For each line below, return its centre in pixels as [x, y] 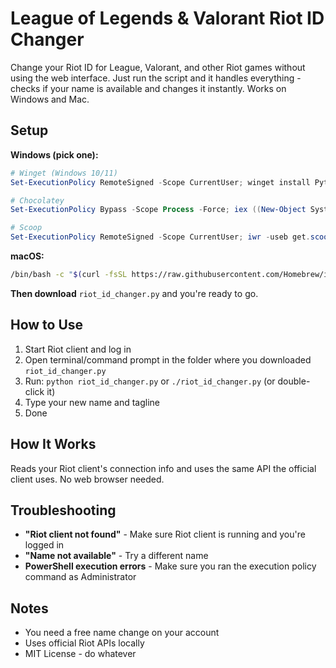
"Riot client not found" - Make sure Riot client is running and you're [165, 534]
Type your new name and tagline [92, 402]
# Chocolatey [37, 200]
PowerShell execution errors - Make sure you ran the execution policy [170, 566]
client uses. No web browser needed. [87, 479]
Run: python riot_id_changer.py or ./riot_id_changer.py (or [150, 381]
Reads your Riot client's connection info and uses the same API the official [163, 468]
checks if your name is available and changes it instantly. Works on [148, 88]
